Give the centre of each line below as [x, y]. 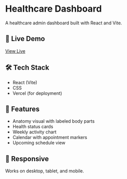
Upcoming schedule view [39, 143]
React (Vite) [25, 82]
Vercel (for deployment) [37, 93]
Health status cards [33, 127]
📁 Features [22, 109]
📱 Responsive [27, 158]
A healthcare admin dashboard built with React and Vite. [64, 23]
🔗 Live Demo [25, 39]
